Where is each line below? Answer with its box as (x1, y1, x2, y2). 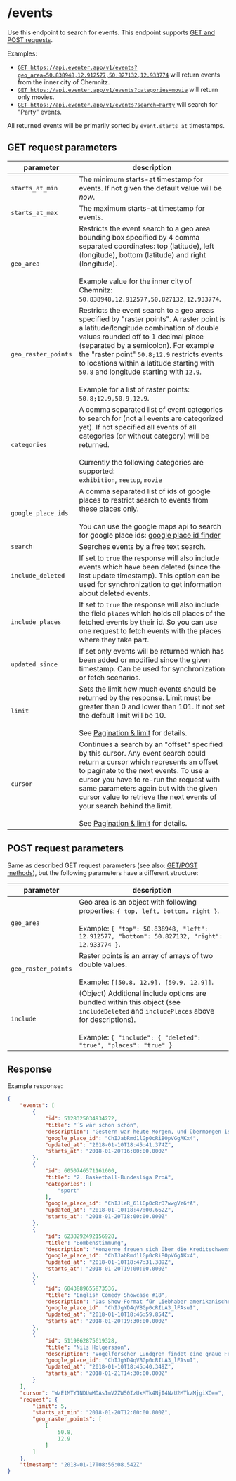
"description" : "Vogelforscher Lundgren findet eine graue (44, 1350, 221, 1357)
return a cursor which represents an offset (79, 757, 218, 767)
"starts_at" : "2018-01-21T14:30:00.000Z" (44, 1370, 169, 1377)
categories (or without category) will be (79, 431, 209, 441)
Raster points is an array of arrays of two (79, 950, 213, 960)
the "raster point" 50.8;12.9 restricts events (79, 349, 223, 359)
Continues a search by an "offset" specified (79, 739, 223, 749)
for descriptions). (79, 1014, 136, 1024)
